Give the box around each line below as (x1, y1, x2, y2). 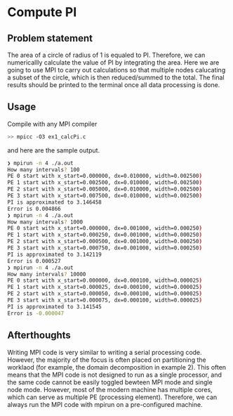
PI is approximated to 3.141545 (7, 303, 102, 310)
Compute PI (7, 4, 77, 20)
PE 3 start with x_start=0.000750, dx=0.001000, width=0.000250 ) (7, 245, 202, 252)
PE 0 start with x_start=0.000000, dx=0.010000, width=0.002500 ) (7, 173, 202, 180)
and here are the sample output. (7, 145, 100, 155)
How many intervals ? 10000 (7, 271, 86, 278)
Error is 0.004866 (7, 205, 61, 212)
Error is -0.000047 (7, 310, 65, 317)
